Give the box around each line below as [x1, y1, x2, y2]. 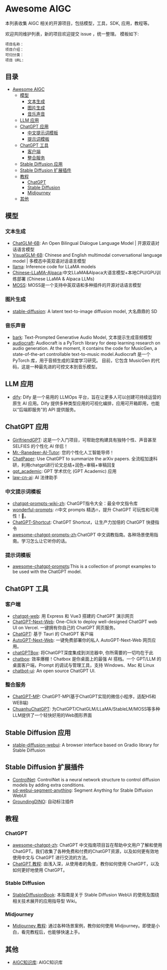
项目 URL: [5, 58, 24, 63]
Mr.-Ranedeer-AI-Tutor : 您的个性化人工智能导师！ [12, 449, 115, 455]
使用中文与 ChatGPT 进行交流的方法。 [12, 854, 91, 860]
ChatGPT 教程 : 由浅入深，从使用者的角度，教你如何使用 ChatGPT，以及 [12, 860, 160, 866]
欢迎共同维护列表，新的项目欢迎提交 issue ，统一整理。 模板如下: [5, 31, 139, 37]
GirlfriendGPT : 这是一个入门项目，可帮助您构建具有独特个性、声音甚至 [12, 436, 157, 443]
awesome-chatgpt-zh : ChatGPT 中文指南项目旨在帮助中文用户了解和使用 [12, 842, 163, 848]
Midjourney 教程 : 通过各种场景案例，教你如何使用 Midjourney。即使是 [12, 923, 156, 929]
